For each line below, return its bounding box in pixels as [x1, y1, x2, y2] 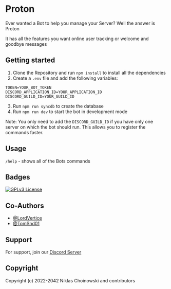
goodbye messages [5, 41, 47, 47]
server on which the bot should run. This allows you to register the [5, 124, 146, 130]
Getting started [5, 56, 55, 65]
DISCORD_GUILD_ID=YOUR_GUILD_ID [5, 94, 74, 99]
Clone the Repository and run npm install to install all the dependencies [12, 69, 166, 76]
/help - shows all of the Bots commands [5, 158, 91, 164]
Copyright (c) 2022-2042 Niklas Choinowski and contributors [5, 277, 135, 283]
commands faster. [5, 129, 44, 135]
